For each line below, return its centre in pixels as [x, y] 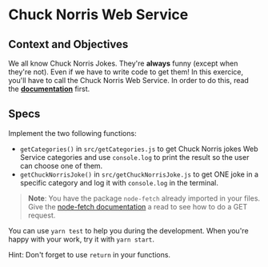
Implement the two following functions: [73, 133]
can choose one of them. [61, 165]
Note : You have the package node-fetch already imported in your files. [144, 198]
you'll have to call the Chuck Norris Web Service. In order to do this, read [129, 80]
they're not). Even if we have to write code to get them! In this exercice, [126, 72]
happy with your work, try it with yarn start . [81, 239]
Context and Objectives [68, 44]
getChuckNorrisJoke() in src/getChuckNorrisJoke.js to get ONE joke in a [139, 174]
